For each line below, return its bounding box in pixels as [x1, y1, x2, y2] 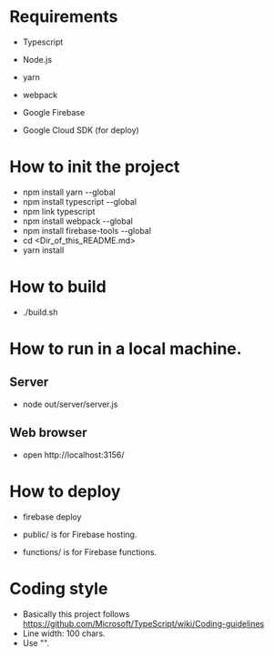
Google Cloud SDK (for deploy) [22, 125, 139, 136]
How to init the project [9, 156, 180, 177]
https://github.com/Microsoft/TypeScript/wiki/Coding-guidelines [22, 618, 265, 629]
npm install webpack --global [22, 216, 134, 227]
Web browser [9, 425, 88, 440]
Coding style [9, 578, 108, 599]
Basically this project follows [22, 608, 130, 620]
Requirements [9, 6, 118, 27]
